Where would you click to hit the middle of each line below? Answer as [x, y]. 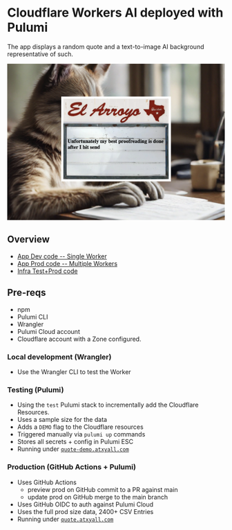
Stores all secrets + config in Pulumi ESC [75, 442]
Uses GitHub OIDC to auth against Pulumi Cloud [85, 504]
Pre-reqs [27, 293]
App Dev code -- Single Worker [62, 256]
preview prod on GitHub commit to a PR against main [103, 489]
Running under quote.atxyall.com [65, 519]
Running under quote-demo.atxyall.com [73, 449]
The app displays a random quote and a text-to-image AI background [106, 46]
